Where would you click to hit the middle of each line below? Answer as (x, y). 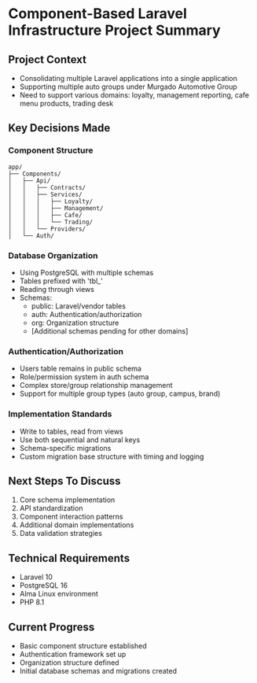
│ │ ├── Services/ (45, 194)
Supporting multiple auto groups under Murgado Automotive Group (128, 87)
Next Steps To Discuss (64, 481)
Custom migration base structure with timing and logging (112, 456)
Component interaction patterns (71, 517)
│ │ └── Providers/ (47, 229)
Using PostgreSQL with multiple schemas (86, 272)
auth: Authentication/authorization (86, 314)
